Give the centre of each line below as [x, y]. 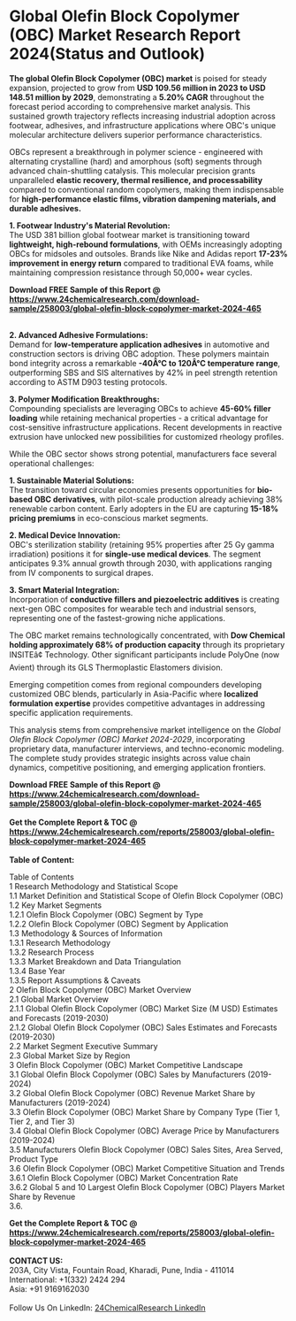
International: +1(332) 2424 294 [67, 1279]
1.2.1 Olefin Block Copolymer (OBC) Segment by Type [106, 914]
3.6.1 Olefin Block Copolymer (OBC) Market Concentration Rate [124, 1178]
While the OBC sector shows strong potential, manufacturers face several [143, 454]
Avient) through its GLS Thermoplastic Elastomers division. [116, 667]
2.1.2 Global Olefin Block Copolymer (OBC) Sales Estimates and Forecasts [143, 1027]
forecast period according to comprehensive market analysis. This [130, 106]
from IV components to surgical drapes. [81, 572]
